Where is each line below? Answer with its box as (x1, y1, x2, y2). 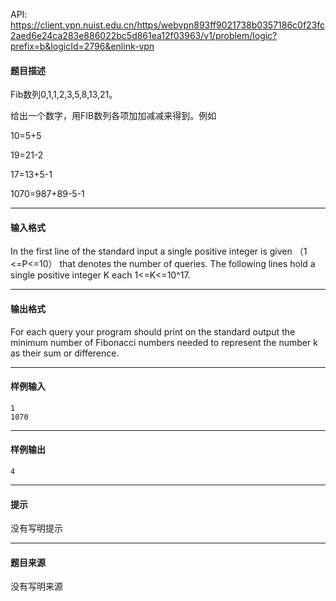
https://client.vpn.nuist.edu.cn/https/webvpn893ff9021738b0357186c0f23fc (10, 19, 326, 31)
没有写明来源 (10, 580, 63, 593)
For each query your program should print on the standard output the (10, 325, 296, 338)
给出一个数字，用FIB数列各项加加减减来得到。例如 (10, 110, 217, 122)
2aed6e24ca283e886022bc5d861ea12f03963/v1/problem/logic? (10, 30, 278, 41)
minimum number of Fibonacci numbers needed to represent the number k (10, 336, 318, 348)
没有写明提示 (10, 522, 63, 534)
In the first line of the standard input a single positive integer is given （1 (10, 245, 308, 258)
